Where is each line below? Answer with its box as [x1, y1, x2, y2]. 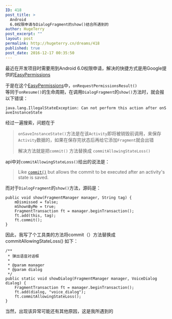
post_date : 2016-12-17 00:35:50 [5, 50, 74, 55]
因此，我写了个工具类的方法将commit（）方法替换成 [5, 231, 116, 238]
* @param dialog [7, 267, 43, 272]
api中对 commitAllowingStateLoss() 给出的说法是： [5, 158, 110, 164]
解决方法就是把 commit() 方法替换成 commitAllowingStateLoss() [17, 147, 150, 154]
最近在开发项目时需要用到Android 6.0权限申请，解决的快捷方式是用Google [5, 65, 162, 71]
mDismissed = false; [14, 199, 59, 205]
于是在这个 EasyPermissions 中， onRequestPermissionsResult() [5, 82, 138, 89]
